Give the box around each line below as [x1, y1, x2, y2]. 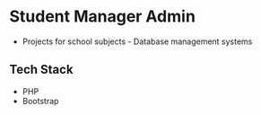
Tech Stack [9, 62, 74, 77]
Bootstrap [22, 95, 59, 106]
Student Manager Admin [9, 6, 196, 27]
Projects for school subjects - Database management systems [22, 36, 253, 47]
